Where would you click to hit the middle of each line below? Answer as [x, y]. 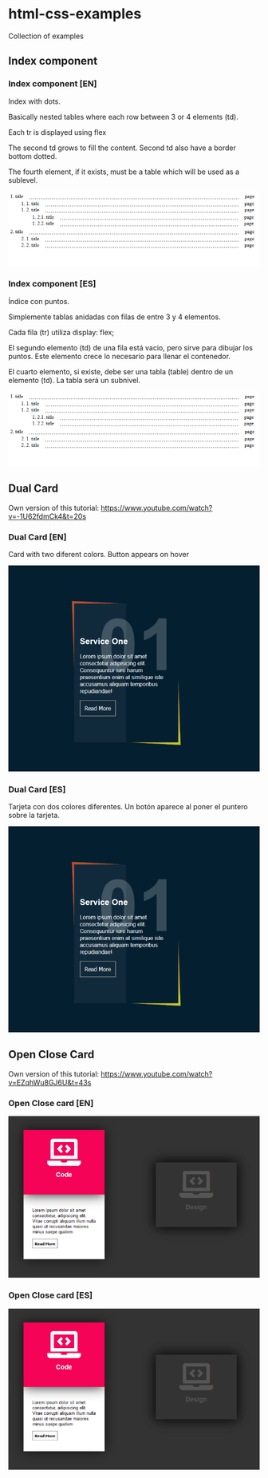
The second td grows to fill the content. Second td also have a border [122, 148]
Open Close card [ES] [51, 1295]
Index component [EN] [53, 84]
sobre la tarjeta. [34, 816]
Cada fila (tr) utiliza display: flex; [61, 332]
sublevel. [23, 180]
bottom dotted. [33, 156]
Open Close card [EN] [51, 1103]
